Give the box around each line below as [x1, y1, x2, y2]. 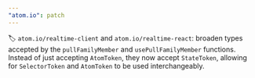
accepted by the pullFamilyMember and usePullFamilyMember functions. [8, 44, 236, 54]
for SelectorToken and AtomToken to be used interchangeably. [8, 61, 205, 70]
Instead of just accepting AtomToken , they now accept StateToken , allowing [8, 52, 247, 62]
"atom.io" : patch [8, 11, 65, 19]
